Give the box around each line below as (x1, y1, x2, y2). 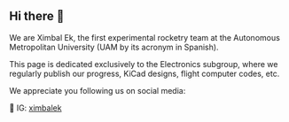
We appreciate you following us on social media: (9, 85, 186, 95)
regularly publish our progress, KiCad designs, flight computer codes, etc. (9, 68, 280, 79)
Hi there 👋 (9, 9, 65, 24)
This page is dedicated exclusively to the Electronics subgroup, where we (9, 58, 278, 69)
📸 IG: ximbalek (9, 103, 62, 113)
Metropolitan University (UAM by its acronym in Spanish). (9, 42, 219, 52)
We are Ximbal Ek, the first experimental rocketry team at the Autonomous (9, 32, 281, 42)
